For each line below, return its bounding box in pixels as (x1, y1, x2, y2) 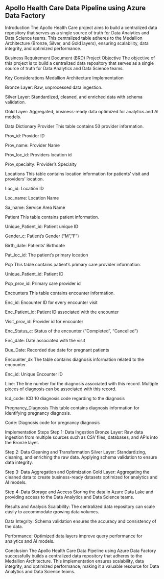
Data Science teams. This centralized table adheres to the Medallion (5, 35, 143, 41)
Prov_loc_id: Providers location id (5, 151, 72, 157)
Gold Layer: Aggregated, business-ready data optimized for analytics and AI (5, 108, 159, 114)
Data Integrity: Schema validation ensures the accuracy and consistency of (5, 518, 157, 524)
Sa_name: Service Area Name (5, 204, 65, 210)
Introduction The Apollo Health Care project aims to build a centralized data (5, 25, 158, 30)
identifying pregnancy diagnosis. (5, 410, 71, 416)
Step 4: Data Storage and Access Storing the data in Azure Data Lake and (5, 489, 154, 495)
